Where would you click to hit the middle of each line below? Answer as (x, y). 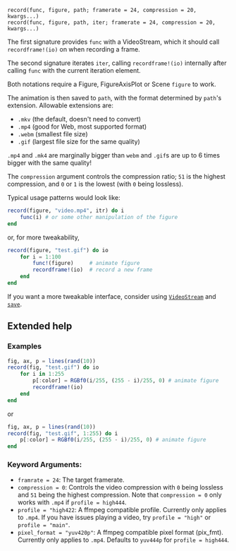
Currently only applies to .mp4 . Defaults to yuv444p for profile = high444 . (123, 540)
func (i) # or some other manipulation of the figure (99, 217)
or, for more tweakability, (43, 237)
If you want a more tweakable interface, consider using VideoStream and (112, 296)
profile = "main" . (44, 525)
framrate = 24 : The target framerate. (71, 480)
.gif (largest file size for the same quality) (79, 142)
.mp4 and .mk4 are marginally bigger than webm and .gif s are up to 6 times (114, 155)
